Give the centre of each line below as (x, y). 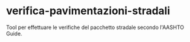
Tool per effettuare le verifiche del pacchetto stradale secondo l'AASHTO (95, 27)
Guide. (14, 33)
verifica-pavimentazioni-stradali (88, 11)
